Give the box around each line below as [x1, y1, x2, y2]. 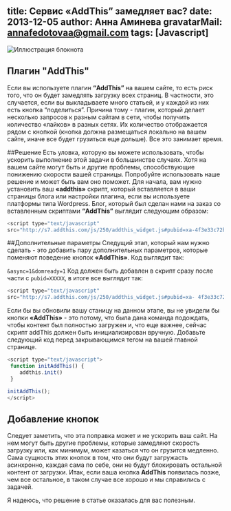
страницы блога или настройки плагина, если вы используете [7, 192, 190, 200]
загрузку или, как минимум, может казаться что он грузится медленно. [7, 446, 219, 455]
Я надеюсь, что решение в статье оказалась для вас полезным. [7, 496, 196, 505]
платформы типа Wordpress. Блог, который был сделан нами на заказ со [7, 199, 221, 207]
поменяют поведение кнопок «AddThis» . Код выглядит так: [7, 253, 184, 262]
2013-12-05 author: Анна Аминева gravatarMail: [7, 17, 223, 28]
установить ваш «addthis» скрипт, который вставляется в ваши [7, 185, 196, 193]
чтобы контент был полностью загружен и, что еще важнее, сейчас [7, 321, 207, 329]
